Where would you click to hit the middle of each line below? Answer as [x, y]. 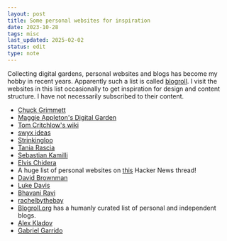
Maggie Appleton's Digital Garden [67, 117]
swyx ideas [34, 133]
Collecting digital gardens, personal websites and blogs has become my [112, 73]
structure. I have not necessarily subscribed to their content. [96, 96]
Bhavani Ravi [37, 193]
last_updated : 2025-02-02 [45, 40]
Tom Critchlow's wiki [48, 125]
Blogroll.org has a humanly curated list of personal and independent [117, 208]
